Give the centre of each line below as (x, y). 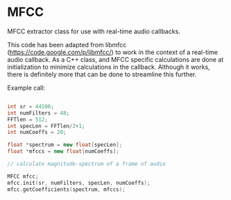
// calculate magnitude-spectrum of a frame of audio (87, 164)
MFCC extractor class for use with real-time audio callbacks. (94, 31)
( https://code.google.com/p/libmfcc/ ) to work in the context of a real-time (113, 52)
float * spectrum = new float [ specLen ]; (65, 145)
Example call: (26, 87)
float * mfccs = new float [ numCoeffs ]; (63, 151)
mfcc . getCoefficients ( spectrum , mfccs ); (67, 189)
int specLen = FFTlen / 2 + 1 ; (46, 126)
